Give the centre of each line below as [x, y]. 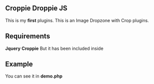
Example [19, 64]
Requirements [28, 36]
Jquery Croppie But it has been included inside [54, 48]
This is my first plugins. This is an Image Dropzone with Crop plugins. [77, 20]
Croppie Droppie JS [36, 8]
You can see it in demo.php [34, 76]
